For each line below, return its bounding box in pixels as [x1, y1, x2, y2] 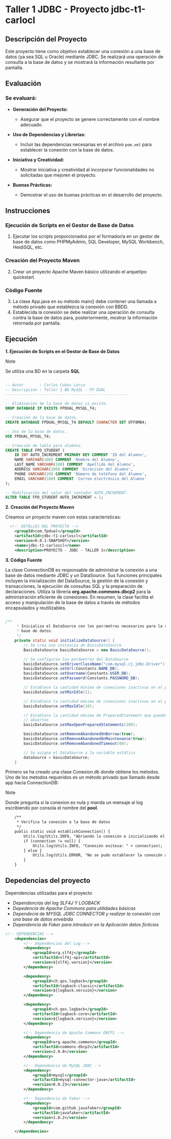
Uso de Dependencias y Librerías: [12, 131, 85, 137]
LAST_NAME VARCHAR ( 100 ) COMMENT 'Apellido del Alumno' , [14, 462, 136, 467]
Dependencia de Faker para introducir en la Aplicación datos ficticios [12, 921, 159, 927]
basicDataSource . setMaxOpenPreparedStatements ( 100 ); [23, 722, 138, 728]
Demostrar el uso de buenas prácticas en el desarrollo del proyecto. [20, 191, 163, 197]
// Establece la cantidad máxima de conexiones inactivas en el [23, 699, 163, 704]
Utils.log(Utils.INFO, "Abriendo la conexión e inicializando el [23, 833, 165, 839]
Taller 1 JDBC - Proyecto [5, 4, 109, 15]
